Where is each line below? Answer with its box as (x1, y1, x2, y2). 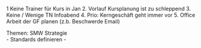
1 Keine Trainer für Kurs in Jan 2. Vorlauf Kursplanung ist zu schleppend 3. (6, 5, 191, 12)
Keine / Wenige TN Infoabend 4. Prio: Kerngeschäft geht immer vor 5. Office (6, 11, 196, 19)
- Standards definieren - (6, 36, 66, 43)
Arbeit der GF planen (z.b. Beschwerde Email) (6, 18, 120, 25)
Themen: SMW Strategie (6, 29, 68, 37)
